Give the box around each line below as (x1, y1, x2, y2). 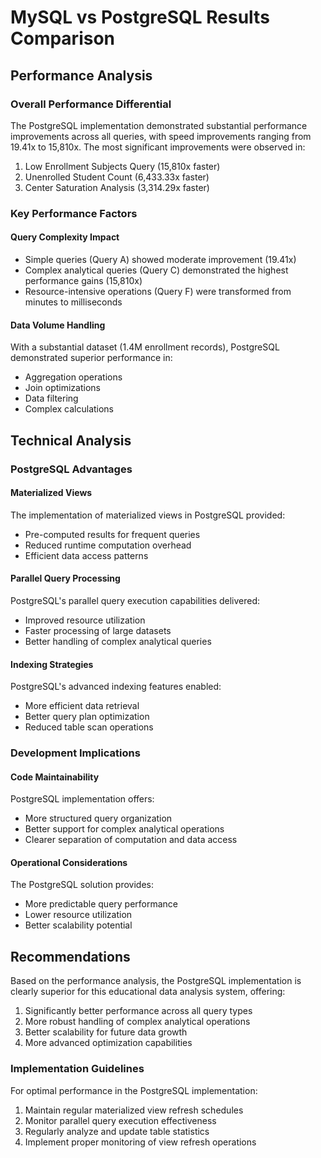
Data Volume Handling (10, 319, 106, 331)
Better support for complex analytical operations (24, 823, 225, 835)
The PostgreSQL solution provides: (10, 879, 155, 891)
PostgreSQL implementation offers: (10, 793, 155, 805)
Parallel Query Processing (10, 572, 121, 585)
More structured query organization (24, 812, 173, 825)
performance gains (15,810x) (24, 275, 143, 286)
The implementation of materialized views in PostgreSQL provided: (10, 509, 286, 521)
